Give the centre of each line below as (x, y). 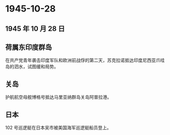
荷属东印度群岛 (29, 47)
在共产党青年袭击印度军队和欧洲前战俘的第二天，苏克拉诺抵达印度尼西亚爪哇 (85, 60)
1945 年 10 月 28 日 (35, 28)
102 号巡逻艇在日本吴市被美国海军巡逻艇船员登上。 (58, 128)
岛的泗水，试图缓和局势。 (32, 66)
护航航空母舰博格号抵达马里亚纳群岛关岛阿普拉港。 (58, 97)
